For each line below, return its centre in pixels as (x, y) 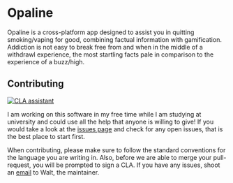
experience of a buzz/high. (46, 61)
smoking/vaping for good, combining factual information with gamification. (114, 39)
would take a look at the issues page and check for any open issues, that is (115, 129)
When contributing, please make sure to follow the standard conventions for (116, 150)
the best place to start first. (46, 136)
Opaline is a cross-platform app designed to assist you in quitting (101, 32)
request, (19, 165)
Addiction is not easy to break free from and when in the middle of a (105, 47)
